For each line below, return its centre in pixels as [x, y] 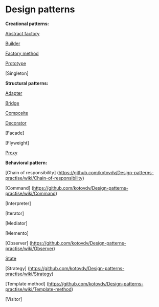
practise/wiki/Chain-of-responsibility [44, 178]
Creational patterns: [27, 24]
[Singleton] [17, 73]
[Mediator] [16, 223]
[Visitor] [14, 299]
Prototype [16, 63]
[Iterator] [15, 213]
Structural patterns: [27, 83]
